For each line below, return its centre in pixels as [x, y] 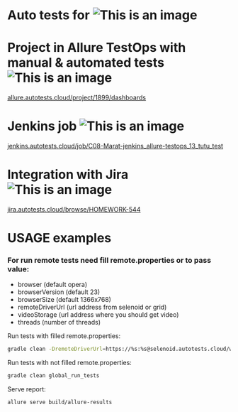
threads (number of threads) [59, 322]
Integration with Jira [68, 175]
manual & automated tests [86, 63]
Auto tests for [49, 15]
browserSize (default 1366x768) [64, 300]
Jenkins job [42, 126]
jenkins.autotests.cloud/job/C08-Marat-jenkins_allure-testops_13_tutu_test [115, 146]
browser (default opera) [52, 285]
